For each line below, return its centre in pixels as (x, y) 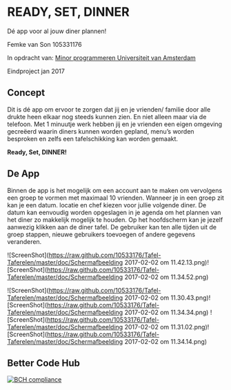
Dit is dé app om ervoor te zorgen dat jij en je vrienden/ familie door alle (109, 109)
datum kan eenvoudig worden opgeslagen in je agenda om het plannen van (114, 212)
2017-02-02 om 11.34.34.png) (167, 312)
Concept (26, 93)
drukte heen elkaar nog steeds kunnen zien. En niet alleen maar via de (107, 116)
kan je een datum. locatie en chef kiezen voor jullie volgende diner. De (107, 205)
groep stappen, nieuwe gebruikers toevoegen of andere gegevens (101, 234)
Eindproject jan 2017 (36, 71)
